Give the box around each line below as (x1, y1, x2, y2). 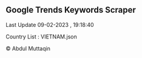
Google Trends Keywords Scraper (5, 5, 136, 15)
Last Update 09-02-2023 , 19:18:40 (5, 21, 95, 28)
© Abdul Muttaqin (5, 45, 51, 52)
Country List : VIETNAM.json (5, 33, 77, 40)
